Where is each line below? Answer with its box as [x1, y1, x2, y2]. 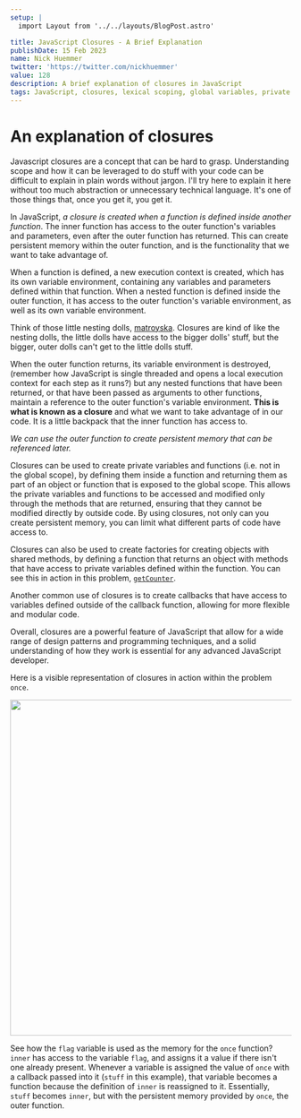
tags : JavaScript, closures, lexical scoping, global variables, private [10, 87, 291, 97]
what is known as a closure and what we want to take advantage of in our [10, 406, 284, 417]
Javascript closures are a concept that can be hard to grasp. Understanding [10, 156, 289, 167]
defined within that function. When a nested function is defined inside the [10, 286, 280, 297]
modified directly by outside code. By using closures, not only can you [10, 507, 270, 518]
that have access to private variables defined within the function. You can [10, 563, 280, 573]
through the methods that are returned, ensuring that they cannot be [10, 498, 263, 509]
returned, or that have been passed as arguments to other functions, [10, 387, 263, 398]
